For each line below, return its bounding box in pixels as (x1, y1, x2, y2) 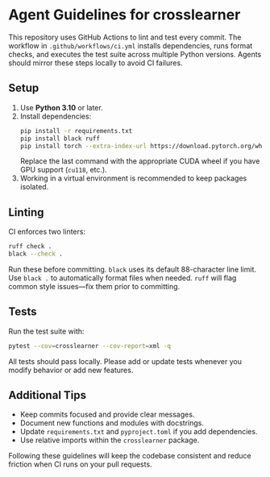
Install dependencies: (19, 111, 92, 121)
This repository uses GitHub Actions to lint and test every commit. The (8, 32, 242, 42)
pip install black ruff (19, 135, 101, 143)
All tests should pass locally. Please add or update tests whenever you (8, 356, 242, 366)
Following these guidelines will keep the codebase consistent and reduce (8, 451, 251, 461)
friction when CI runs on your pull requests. (8, 459, 152, 469)
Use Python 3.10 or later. (19, 102, 103, 112)
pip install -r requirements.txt (19, 127, 133, 135)
